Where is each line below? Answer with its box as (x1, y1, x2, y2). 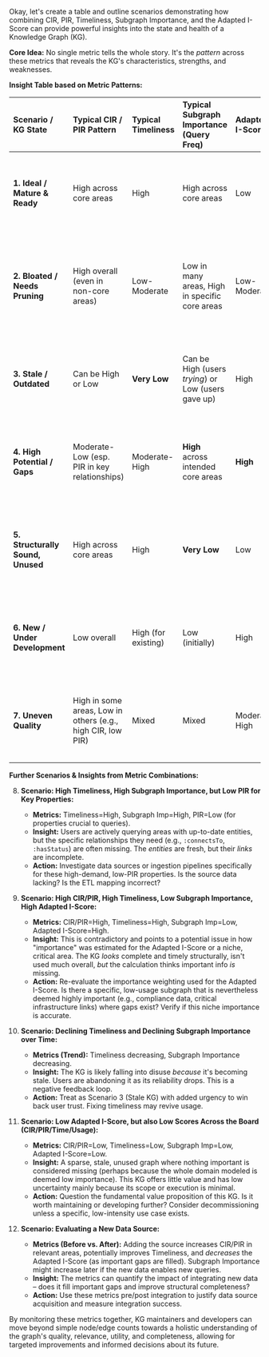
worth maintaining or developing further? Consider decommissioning (32, 1200, 259, 1209)
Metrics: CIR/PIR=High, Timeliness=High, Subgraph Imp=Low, (32, 917, 238, 926)
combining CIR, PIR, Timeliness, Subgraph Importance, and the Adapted (9, 15, 246, 25)
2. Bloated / (13, 271, 58, 281)
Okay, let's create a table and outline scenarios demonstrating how (9, 7, 229, 16)
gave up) (182, 393, 216, 404)
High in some (72, 695, 123, 706)
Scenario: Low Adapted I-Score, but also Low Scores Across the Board (20, 1116, 259, 1126)
